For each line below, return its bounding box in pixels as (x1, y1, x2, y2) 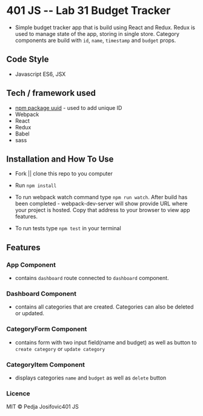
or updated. (15, 310, 44, 317)
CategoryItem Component (6, 360, 85, 369)
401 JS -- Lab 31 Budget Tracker (6, 4, 171, 18)
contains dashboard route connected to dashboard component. (15, 274, 169, 282)
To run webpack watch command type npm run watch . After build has (15, 194, 188, 201)
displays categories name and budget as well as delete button (15, 374, 167, 381)
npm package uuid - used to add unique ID (15, 104, 122, 111)
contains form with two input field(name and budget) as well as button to (15, 338, 197, 346)
